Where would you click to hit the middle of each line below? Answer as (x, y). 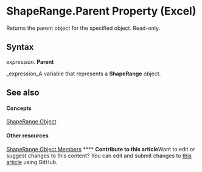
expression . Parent (30, 61)
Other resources (27, 136)
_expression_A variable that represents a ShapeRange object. (84, 74)
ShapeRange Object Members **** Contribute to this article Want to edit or (101, 149)
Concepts (19, 108)
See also (23, 93)
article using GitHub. (32, 162)
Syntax (20, 47)
